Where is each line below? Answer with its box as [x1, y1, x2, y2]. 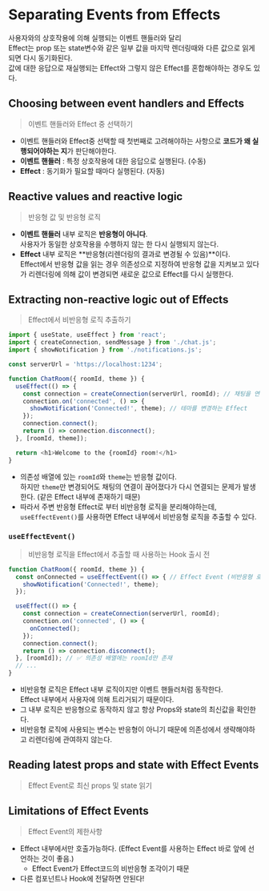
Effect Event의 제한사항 [27, 826, 102, 836]
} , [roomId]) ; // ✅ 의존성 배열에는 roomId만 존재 [15, 654, 173, 662]
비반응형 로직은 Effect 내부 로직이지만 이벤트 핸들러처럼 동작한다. [19, 684, 223, 694]
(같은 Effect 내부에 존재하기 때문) [37, 492, 141, 501]
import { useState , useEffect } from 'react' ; [8, 331, 167, 339]
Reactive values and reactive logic [8, 190, 183, 203]
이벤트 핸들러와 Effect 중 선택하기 [27, 118, 134, 129]
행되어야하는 [19, 146, 60, 155]
